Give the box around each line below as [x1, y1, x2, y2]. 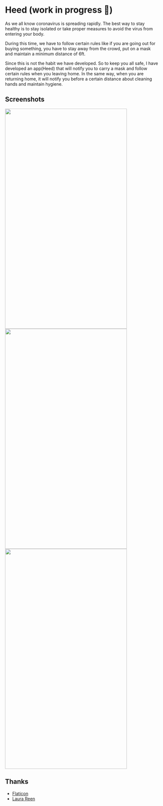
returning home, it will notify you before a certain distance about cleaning [5, 76, 152, 82]
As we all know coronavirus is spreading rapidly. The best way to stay [5, 21, 145, 26]
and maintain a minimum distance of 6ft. [5, 51, 86, 57]
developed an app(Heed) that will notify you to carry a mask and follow [5, 66, 147, 71]
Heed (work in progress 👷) [5, 4, 113, 16]
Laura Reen [12, 796, 36, 802]
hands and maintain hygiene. [5, 81, 63, 87]
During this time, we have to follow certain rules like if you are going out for [5, 40, 156, 46]
